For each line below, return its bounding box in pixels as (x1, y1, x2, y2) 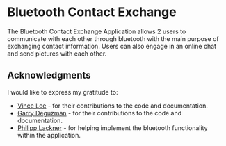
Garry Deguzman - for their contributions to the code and (17, 108, 182, 117)
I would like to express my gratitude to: (7, 88, 118, 96)
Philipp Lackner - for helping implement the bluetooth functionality (17, 123, 208, 132)
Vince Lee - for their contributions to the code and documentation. (17, 102, 209, 110)
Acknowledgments (7, 70, 92, 81)
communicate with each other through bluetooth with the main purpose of (7, 34, 219, 42)
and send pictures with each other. (7, 49, 107, 58)
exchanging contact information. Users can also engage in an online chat (7, 42, 217, 50)
